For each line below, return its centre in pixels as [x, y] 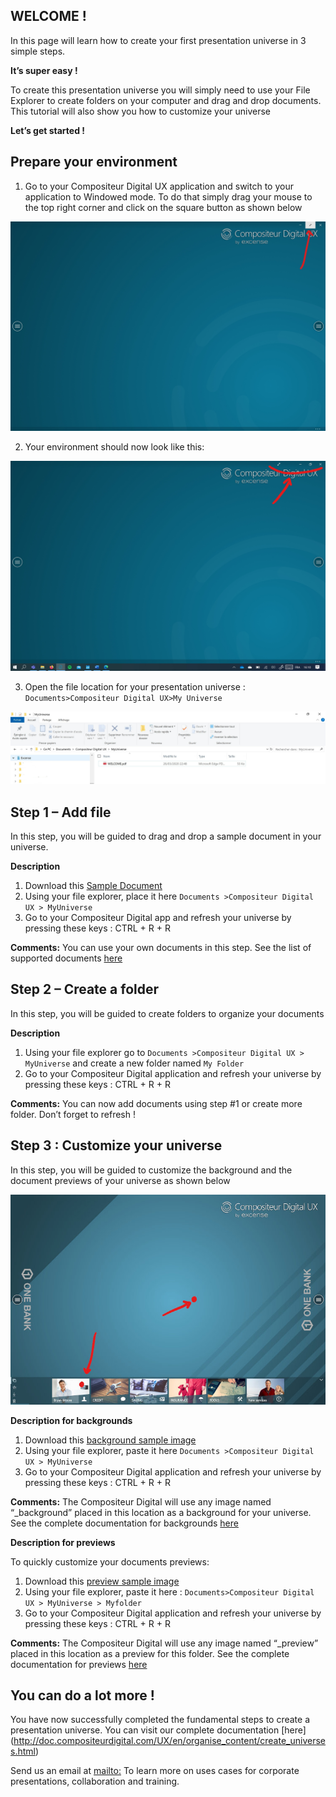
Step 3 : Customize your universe [116, 1145]
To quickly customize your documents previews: [110, 1561]
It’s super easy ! [44, 70]
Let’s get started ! [48, 130]
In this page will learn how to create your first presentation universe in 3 [158, 40]
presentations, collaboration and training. [95, 1781]
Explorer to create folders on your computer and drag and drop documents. [166, 100]
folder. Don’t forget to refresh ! [73, 1114]
